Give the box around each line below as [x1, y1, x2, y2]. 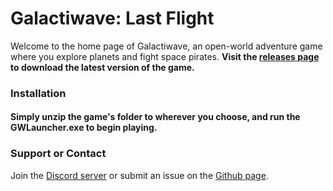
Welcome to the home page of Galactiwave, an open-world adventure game [10, 40, 323, 52]
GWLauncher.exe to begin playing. [10, 122, 158, 134]
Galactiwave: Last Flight [10, 7, 215, 30]
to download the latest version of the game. [10, 61, 195, 73]
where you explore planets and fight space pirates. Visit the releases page [10, 50, 320, 62]
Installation [10, 86, 67, 100]
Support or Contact [10, 147, 107, 161]
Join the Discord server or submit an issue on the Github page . [10, 169, 269, 181]
